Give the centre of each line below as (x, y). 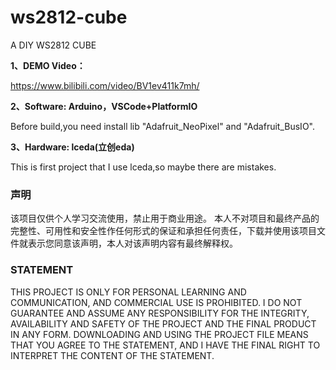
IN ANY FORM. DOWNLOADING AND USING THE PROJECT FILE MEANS (159, 334)
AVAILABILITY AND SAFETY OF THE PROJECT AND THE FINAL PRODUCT (163, 323)
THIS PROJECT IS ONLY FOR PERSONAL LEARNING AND (128, 292)
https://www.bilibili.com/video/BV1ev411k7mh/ (105, 85)
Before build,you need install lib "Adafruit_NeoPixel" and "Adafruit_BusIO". (162, 126)
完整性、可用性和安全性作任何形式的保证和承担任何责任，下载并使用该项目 (163, 231)
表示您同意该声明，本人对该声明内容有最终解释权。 (132, 243)
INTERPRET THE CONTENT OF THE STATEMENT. (112, 355)
